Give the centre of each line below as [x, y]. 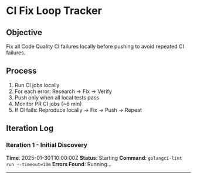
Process [21, 71]
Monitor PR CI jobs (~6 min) [48, 104]
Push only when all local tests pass [57, 97]
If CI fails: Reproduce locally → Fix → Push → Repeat [78, 110]
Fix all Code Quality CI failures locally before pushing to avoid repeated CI [95, 46]
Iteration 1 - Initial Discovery [47, 145]
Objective [24, 32]
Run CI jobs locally [37, 85]
